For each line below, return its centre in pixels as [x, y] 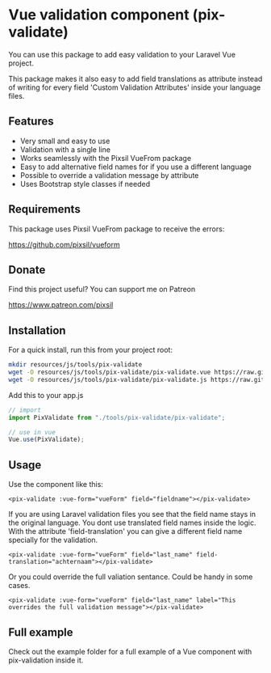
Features [31, 122]
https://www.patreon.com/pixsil [61, 305]
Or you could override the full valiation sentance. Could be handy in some [131, 577]
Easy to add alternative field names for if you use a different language [136, 167]
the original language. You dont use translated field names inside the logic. [132, 523]
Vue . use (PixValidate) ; [46, 440]
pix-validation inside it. [46, 660]
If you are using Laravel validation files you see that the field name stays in [132, 514]
